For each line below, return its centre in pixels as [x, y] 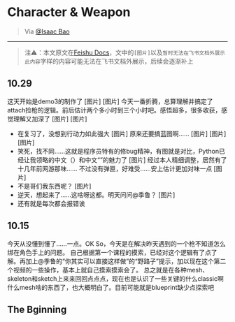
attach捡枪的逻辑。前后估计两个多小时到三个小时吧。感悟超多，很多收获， [114, 110]
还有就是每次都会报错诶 [51, 203]
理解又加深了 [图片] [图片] [50, 119]
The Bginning [37, 309]
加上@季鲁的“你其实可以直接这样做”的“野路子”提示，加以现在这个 [120, 261]
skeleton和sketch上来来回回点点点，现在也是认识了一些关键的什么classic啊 [115, 278]
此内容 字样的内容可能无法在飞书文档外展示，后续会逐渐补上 [109, 61]
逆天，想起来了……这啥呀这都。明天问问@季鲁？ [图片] [96, 195]
